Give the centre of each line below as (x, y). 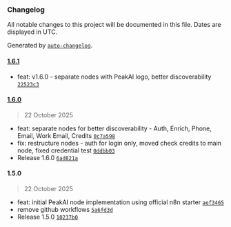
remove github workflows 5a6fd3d (65, 209)
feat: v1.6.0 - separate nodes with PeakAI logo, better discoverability (114, 77)
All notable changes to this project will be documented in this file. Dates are (114, 25)
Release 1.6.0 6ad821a (47, 157)
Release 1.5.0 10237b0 (47, 217)
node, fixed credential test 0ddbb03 (66, 150)
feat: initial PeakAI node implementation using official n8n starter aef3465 (120, 202)
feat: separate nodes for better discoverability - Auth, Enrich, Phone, (114, 128)
